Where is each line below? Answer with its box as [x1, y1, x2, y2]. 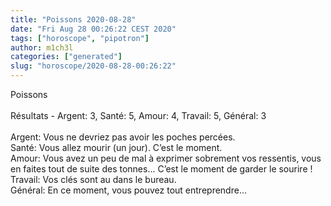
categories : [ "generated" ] [10, 52, 123, 62]
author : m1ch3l [10, 42, 74, 53]
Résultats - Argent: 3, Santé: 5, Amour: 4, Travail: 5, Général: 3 [10, 110, 267, 121]
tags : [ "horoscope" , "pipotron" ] [10, 33, 150, 43]
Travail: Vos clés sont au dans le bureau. [10, 174, 177, 185]
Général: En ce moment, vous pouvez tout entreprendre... [10, 184, 247, 196]
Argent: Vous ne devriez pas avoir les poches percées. [10, 131, 236, 143]
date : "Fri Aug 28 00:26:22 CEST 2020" [10, 24, 177, 34]
